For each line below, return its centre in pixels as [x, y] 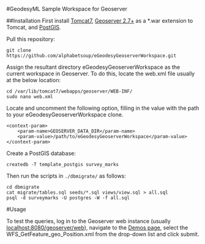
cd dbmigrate [23, 187]
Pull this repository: [31, 39]
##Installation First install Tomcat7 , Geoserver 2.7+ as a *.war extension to [100, 21]
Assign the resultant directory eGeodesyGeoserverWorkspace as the [93, 67]
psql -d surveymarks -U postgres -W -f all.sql [68, 198]
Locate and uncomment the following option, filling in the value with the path [103, 108]
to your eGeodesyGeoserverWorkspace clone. [65, 115]
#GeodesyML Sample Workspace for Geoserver [67, 9]
